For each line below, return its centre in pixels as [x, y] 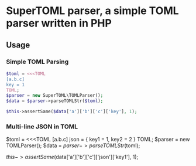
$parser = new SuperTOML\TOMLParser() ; [55, 96]
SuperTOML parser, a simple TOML [93, 11]
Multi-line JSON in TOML [42, 126]
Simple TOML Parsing [37, 62]
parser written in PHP [59, 23]
